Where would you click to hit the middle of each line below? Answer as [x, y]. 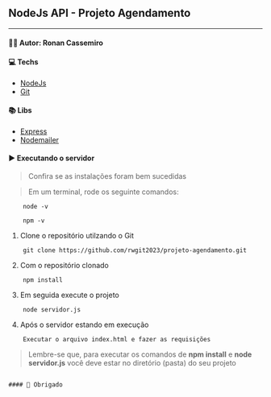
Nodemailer [39, 139]
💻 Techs [23, 62]
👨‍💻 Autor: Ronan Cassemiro [56, 43]
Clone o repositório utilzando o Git [77, 236]
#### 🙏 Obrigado [35, 385]
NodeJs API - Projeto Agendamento [100, 13]
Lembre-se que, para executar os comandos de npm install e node [140, 354]
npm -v [34, 221]
